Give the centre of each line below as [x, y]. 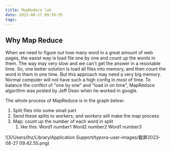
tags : [11, 19]
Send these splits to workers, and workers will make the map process [86, 116]
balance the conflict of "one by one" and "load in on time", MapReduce [80, 85]
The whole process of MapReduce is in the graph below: [65, 101]
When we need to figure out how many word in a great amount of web [79, 53]
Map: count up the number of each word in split [63, 121]
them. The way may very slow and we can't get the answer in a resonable [83, 63]
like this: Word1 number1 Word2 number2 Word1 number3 [81, 127]
